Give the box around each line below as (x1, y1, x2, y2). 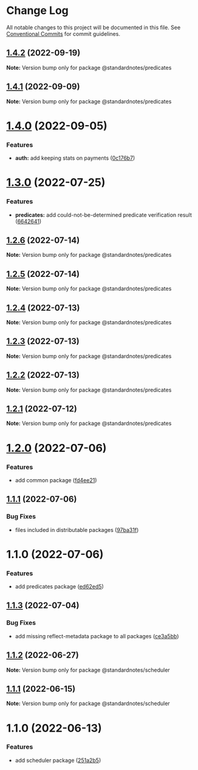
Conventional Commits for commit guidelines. (6, 30, 120, 37)
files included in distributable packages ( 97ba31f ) (15, 526, 139, 533)
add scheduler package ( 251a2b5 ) (15, 757, 101, 764)
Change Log (6, 4, 69, 18)
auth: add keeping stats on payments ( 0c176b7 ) (15, 154, 135, 162)
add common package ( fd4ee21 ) (15, 476, 97, 483)
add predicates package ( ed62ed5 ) (15, 583, 104, 590)
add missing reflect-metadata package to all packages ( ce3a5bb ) (15, 632, 179, 639)
